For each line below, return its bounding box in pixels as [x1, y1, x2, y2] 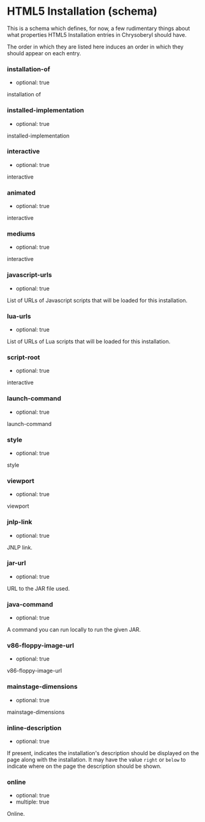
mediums [7, 230, 35, 238]
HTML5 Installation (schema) [7, 4, 158, 18]
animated [7, 188, 36, 197]
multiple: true [15, 798, 50, 805]
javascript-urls [7, 271, 53, 279]
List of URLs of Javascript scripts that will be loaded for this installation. [7, 297, 188, 304]
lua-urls [7, 312, 31, 320]
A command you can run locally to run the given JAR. [7, 626, 141, 634]
